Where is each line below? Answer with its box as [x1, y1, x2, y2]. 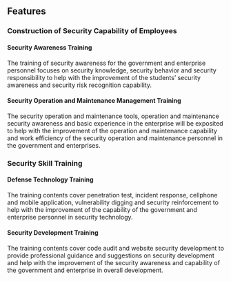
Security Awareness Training [7, 43, 92, 51]
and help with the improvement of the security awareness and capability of [7, 259, 221, 267]
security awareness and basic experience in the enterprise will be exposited [7, 119, 223, 127]
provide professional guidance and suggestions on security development [7, 251, 215, 260]
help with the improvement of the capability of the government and [7, 205, 198, 213]
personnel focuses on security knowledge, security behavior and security [7, 66, 217, 75]
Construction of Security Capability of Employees [7, 26, 177, 36]
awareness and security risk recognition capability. [7, 81, 152, 89]
